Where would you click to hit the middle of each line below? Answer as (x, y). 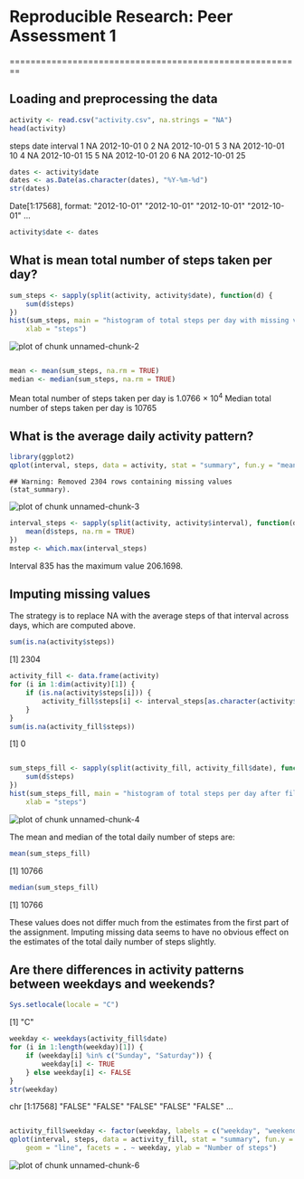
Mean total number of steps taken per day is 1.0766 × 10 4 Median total (140, 398)
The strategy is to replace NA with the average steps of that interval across (149, 616)
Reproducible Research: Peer (121, 17)
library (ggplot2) (42, 457)
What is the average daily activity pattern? (132, 436)
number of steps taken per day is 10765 (83, 407)
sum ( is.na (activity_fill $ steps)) (72, 726)
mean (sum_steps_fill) (50, 853)
